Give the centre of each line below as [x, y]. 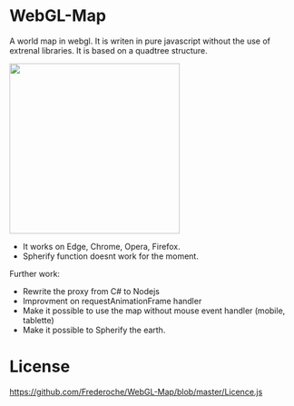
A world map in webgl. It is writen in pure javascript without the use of [140, 41]
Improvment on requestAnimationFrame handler [112, 301]
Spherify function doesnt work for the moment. [111, 256]
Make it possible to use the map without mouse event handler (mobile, [154, 311]
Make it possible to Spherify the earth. [94, 330]
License [40, 366]
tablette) [38, 320]
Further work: [35, 273]
